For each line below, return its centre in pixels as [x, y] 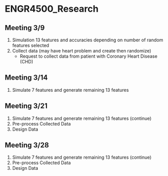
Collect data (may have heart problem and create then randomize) [82, 51]
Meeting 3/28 [27, 145]
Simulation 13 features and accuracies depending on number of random [88, 40]
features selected [31, 45]
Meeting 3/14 [26, 78]
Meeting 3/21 [26, 106]
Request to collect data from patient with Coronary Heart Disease [89, 56]
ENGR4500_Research [52, 9]
